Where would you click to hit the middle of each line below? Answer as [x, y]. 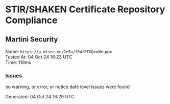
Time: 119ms [18, 62]
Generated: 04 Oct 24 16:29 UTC [40, 97]
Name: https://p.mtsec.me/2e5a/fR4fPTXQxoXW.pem [59, 51]
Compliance [31, 20]
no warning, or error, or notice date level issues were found [68, 87]
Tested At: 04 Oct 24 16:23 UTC [39, 57]
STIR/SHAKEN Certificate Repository [85, 9]
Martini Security [32, 39]
